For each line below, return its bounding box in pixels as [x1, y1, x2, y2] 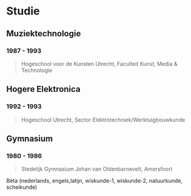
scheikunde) [6, 183, 38, 191]
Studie [6, 4, 40, 18]
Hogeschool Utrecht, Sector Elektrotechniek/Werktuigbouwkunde [21, 116, 186, 123]
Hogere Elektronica [6, 84, 81, 94]
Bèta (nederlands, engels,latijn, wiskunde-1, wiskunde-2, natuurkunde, [6, 177, 183, 185]
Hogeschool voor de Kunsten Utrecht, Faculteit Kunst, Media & [21, 60, 178, 67]
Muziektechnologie [6, 28, 81, 39]
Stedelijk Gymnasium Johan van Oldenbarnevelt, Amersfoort [21, 165, 173, 173]
